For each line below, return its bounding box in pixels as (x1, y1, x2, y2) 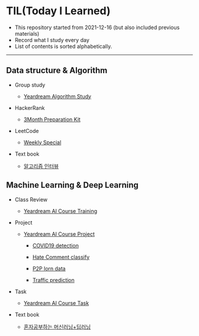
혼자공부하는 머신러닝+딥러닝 (23, 323, 91, 330)
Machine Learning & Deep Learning (6, 180, 139, 191)
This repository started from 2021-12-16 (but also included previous (14, 24, 180, 31)
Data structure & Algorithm (6, 65, 108, 75)
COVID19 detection (32, 242, 79, 249)
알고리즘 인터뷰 (23, 162, 59, 170)
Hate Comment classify (32, 253, 90, 261)
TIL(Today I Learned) (6, 4, 111, 18)
